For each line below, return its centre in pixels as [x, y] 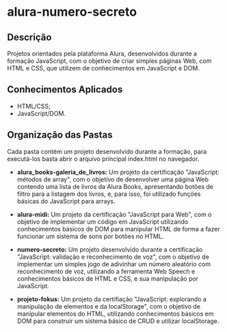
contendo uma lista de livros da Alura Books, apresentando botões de [115, 186]
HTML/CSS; [34, 106]
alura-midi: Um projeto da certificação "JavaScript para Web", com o [114, 214]
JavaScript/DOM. [41, 113]
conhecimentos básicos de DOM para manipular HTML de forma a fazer [118, 229]
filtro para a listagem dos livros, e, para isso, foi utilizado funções [109, 194]
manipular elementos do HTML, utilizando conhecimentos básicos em [115, 314]
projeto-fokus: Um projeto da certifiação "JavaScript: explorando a [112, 299]
